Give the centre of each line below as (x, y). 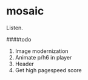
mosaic (25, 11)
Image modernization (42, 51)
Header (25, 64)
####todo (19, 39)
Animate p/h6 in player (43, 57)
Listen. (15, 28)
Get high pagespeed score (48, 70)
